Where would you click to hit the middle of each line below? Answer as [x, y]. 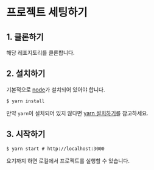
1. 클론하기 [25, 37]
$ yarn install [26, 101]
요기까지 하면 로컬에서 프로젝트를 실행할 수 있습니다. [68, 161]
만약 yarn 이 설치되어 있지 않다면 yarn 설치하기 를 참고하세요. [78, 113]
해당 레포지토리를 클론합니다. [40, 53]
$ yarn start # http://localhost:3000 [55, 149]
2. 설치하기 [26, 74]
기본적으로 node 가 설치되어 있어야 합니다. [56, 90]
